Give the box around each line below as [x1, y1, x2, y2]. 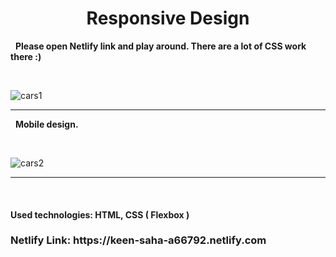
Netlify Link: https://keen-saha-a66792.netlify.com [10, 233, 267, 247]
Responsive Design [86, 7, 250, 30]
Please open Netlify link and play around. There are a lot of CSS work [14, 40, 307, 52]
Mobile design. [14, 118, 79, 130]
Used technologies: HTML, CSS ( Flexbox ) [10, 208, 190, 221]
